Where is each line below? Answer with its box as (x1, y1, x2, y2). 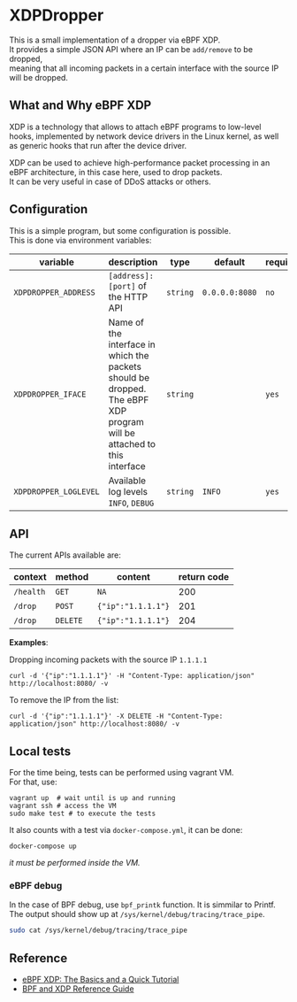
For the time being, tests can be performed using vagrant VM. (9, 767, 234, 778)
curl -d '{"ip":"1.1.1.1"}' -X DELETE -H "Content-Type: (9, 712, 224, 721)
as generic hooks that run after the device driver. (9, 140, 187, 150)
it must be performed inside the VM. (9, 858, 141, 868)
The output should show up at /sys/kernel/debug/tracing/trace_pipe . (9, 909, 265, 920)
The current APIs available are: (9, 550, 121, 560)
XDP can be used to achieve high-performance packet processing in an (9, 157, 270, 168)
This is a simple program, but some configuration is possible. (9, 225, 232, 235)
